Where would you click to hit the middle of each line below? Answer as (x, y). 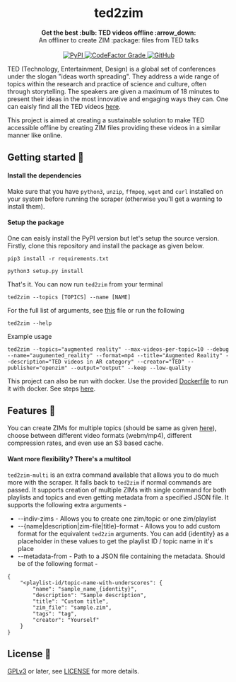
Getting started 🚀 (46, 157)
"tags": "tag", (55, 613)
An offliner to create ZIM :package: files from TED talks (119, 40)
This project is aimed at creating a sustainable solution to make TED (106, 120)
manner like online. (35, 135)
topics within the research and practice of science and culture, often (107, 83)
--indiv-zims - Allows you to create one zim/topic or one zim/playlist (117, 519)
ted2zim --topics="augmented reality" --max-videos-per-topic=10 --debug (118, 349)
